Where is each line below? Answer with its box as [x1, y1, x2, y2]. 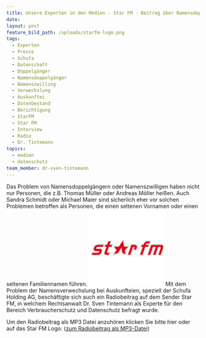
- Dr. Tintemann [12, 139, 53, 145]
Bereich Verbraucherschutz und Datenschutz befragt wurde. [6, 306, 159, 313]
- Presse [12, 49, 34, 55]
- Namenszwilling [12, 81, 56, 87]
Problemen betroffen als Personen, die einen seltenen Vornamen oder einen [6, 202, 198, 210]
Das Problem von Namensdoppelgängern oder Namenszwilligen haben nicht [6, 183, 200, 190]
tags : [6, 36, 20, 42]
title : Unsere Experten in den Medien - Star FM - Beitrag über [6, 10, 174, 16]
